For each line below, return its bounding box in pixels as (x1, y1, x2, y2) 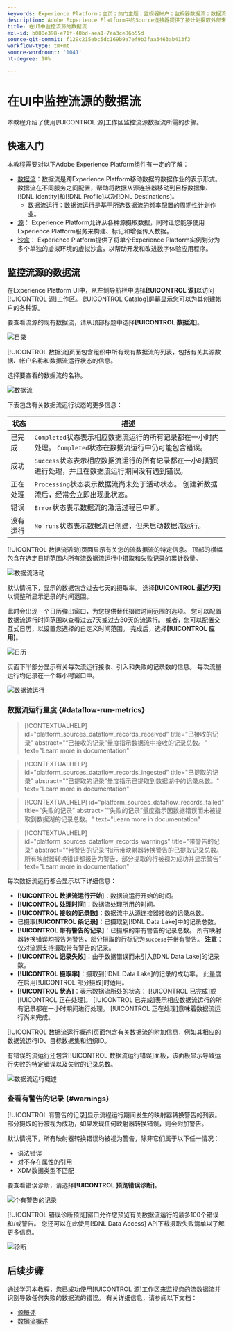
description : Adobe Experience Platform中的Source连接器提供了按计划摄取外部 (7, 17, 222, 24)
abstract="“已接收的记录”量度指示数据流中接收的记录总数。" (35, 738, 208, 747)
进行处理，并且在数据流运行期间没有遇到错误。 (34, 466, 187, 476)
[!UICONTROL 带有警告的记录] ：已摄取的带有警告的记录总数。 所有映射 (17, 926, 222, 935)
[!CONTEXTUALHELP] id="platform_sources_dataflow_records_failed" (24, 798, 225, 806)
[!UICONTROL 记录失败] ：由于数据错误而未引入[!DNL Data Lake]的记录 (17, 952, 221, 960)
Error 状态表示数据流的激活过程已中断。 (34, 503, 164, 513)
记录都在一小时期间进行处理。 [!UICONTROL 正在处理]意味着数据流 (23, 1004, 215, 1012)
